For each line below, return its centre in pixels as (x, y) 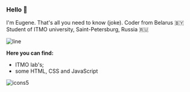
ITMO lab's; (29, 65)
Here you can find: (30, 53)
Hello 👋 (17, 10)
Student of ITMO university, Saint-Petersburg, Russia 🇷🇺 (78, 29)
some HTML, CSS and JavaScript (56, 71)
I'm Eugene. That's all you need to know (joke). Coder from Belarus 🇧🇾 (95, 23)
